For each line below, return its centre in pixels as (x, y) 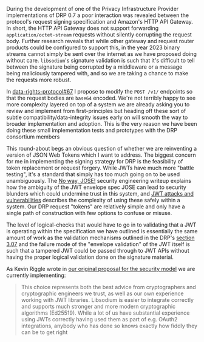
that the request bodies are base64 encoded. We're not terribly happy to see (101, 98)
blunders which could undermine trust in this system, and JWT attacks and (100, 193)
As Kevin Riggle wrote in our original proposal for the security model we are (101, 269)
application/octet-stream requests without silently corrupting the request (99, 35)
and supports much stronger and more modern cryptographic (98, 306)
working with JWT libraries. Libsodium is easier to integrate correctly (107, 300)
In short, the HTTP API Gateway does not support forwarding (83, 28)
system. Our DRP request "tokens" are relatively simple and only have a (96, 207)
